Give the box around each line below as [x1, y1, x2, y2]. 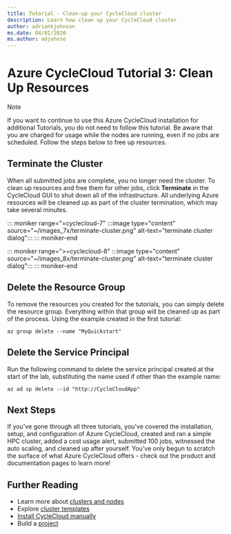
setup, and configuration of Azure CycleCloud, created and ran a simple [7, 430, 212, 438]
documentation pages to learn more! [7, 459, 111, 467]
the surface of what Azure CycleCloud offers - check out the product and [7, 452, 216, 460]
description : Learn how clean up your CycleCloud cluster [7, 17, 177, 23]
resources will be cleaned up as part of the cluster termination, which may [7, 198, 219, 207]
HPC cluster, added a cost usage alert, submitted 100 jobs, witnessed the [7, 437, 215, 445]
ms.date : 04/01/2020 [7, 29, 67, 37]
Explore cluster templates [17, 504, 90, 513]
